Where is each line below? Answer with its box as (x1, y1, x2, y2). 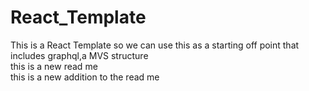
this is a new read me (10, 60, 98, 72)
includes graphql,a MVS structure (10, 49, 149, 61)
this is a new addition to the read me (10, 71, 160, 83)
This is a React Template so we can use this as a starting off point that (10, 39, 300, 51)
